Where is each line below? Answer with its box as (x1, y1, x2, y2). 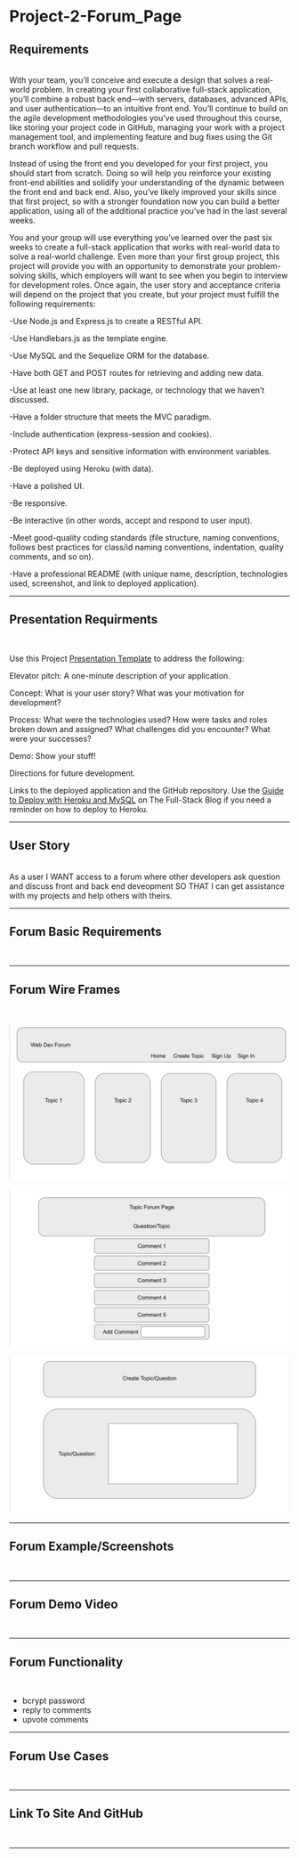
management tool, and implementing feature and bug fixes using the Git (9, 132, 273, 142)
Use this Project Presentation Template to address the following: (9, 653, 245, 664)
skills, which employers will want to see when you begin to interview (37, 270, 288, 281)
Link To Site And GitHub (9, 1806, 144, 1821)
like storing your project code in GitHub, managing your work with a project (9, 122, 285, 133)
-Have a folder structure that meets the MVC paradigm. (9, 412, 212, 422)
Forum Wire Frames (9, 982, 121, 997)
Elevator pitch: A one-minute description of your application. (9, 670, 231, 680)
